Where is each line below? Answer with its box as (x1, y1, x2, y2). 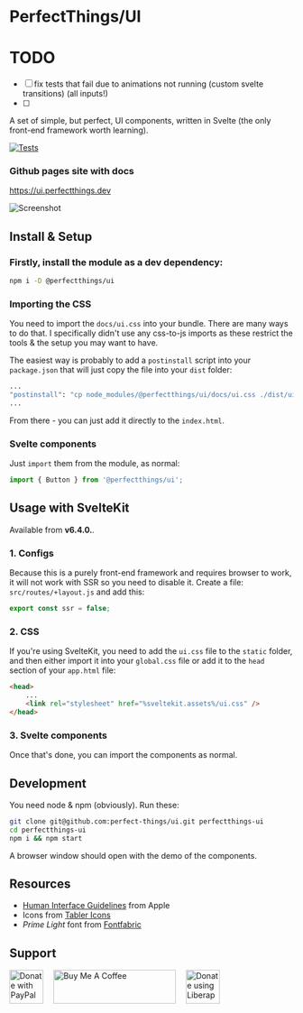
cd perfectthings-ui (9, 825, 87, 834)
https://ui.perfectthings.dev (9, 185, 111, 196)
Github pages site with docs (9, 165, 134, 178)
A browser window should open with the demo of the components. (9, 850, 257, 861)
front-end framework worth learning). (9, 124, 149, 136)
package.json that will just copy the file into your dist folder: (9, 364, 233, 375)
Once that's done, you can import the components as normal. (9, 750, 238, 760)
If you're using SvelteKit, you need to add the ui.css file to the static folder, (9, 646, 293, 657)
